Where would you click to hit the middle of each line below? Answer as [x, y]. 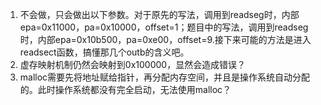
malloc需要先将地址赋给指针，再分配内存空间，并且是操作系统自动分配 [165, 77]
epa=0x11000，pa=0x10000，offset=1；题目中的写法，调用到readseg [164, 27]
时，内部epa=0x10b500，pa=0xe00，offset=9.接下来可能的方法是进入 [165, 39]
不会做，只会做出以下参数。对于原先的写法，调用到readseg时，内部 [159, 14]
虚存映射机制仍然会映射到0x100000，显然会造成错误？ [133, 64]
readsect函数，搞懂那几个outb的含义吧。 [104, 52]
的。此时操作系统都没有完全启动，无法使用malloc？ [125, 89]
